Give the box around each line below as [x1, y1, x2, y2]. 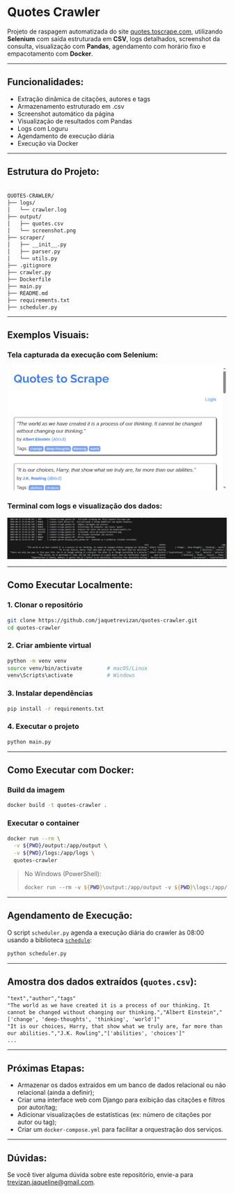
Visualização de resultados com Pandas [17, 116, 132, 125]
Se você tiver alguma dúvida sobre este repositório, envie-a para [7, 1171, 194, 1179]
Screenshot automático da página [17, 109, 115, 118]
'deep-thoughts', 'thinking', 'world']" [41, 1016, 160, 1023]
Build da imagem [7, 785, 65, 794]
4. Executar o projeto [7, 722, 79, 732]
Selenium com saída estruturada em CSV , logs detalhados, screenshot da [7, 34, 221, 43]
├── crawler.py [7, 269, 52, 276]
